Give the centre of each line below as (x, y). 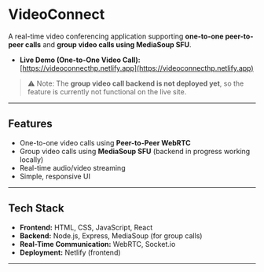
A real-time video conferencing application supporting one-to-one (116, 36)
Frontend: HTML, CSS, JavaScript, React (86, 227)
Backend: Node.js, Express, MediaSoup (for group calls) (111, 235)
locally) (31, 160)
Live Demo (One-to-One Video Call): (80, 60)
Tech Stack (36, 209)
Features (30, 124)
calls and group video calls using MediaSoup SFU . (108, 44)
